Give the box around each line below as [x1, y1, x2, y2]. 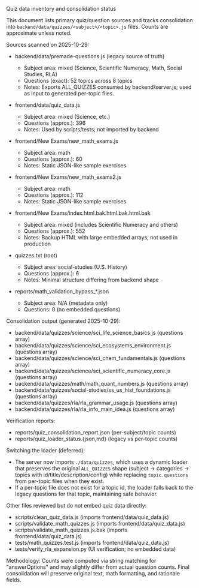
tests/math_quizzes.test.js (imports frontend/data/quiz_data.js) [14, 539, 170, 546]
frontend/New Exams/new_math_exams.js [14, 137, 118, 145]
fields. [6, 576, 22, 583]
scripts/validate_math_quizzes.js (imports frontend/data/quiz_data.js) [14, 520, 185, 527]
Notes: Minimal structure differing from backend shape [23, 276, 160, 283]
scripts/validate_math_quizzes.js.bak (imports [14, 526, 128, 533]
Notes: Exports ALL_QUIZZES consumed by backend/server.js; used [23, 83, 192, 91]
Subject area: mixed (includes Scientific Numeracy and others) [23, 221, 178, 228]
